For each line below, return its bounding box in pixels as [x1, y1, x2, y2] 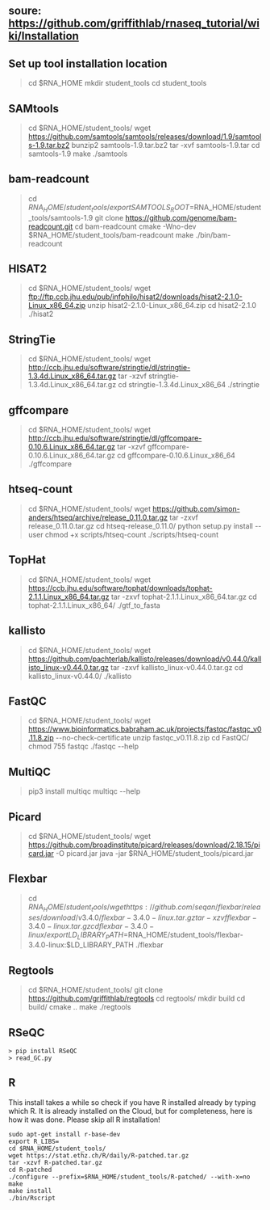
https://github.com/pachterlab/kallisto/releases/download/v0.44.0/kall [27, 654, 262, 664]
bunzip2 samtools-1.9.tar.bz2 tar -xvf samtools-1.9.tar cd [71, 141, 260, 150]
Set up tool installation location [8, 57, 168, 70]
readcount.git [27, 221, 73, 231]
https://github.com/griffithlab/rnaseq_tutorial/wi [8, 17, 260, 31]
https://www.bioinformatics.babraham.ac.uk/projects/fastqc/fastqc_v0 [27, 724, 262, 734]
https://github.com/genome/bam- [125, 213, 238, 222]
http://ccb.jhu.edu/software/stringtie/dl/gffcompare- [27, 433, 202, 443]
